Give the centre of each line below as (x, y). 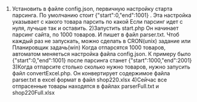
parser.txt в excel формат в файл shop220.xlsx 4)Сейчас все (89, 80)
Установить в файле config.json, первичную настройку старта (92, 9)
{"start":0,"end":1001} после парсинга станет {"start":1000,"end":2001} (102, 60)
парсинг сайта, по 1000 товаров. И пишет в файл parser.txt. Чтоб (96, 35)
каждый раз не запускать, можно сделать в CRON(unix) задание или (101, 41)
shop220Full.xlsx (33, 93)
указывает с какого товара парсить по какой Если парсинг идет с (97, 22)
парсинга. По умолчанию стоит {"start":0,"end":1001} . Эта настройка (102, 15)
